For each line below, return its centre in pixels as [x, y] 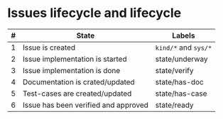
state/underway [181, 59]
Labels [184, 35]
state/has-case [181, 93]
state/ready [174, 105]
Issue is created [49, 47]
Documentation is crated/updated [78, 81]
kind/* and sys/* [184, 47]
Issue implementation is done [71, 70]
